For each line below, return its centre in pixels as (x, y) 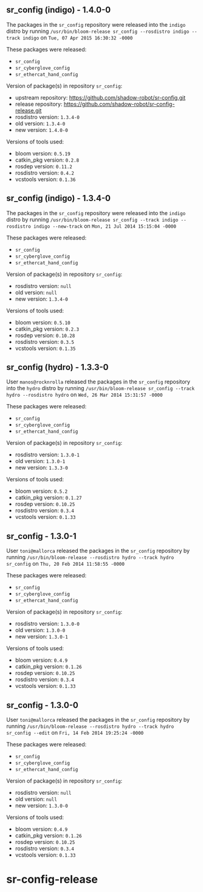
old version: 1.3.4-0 (40, 123)
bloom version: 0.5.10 (43, 322)
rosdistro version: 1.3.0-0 (47, 624)
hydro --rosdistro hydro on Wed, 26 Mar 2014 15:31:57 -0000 (84, 395)
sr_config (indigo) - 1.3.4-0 (59, 198)
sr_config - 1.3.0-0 (43, 705)
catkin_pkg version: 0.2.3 (47, 329)
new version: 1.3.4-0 (41, 299)
